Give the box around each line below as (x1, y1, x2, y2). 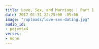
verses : (5, 31, 22, 36)
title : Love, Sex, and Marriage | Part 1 (5, 7, 94, 13)
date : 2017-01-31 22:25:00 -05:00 (5, 12, 79, 17)
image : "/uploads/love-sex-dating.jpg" (5, 17, 90, 22)
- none (5, 36, 19, 41)
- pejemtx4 (5, 27, 28, 32)
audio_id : (5, 21, 26, 27)
